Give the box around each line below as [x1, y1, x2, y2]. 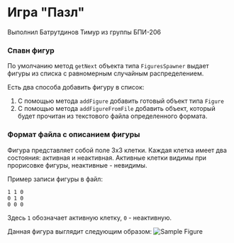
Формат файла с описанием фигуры [7, 129, 140, 139]
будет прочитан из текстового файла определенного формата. [17, 112, 208, 121]
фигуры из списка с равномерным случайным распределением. [7, 69, 204, 78]
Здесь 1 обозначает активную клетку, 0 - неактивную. [7, 213, 172, 222]
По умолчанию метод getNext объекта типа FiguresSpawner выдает [7, 62, 209, 70]
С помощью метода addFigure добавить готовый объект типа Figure [17, 97, 225, 105]
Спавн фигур [7, 45, 55, 55]
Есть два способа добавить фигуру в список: [7, 83, 145, 92]
